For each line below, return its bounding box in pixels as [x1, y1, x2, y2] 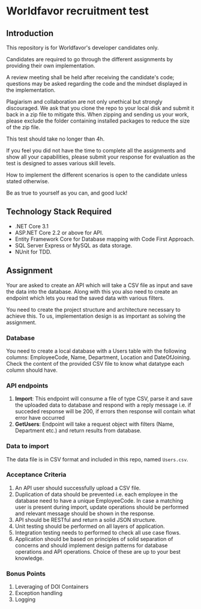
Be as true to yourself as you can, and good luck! [6, 189, 128, 196]
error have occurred [14, 414, 65, 422]
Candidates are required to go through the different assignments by [6, 56, 173, 62]
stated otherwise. [6, 178, 50, 184]
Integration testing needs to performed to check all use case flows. [14, 529, 181, 536]
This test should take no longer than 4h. [6, 135, 105, 142]
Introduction [6, 28, 54, 38]
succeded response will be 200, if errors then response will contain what [14, 408, 196, 415]
